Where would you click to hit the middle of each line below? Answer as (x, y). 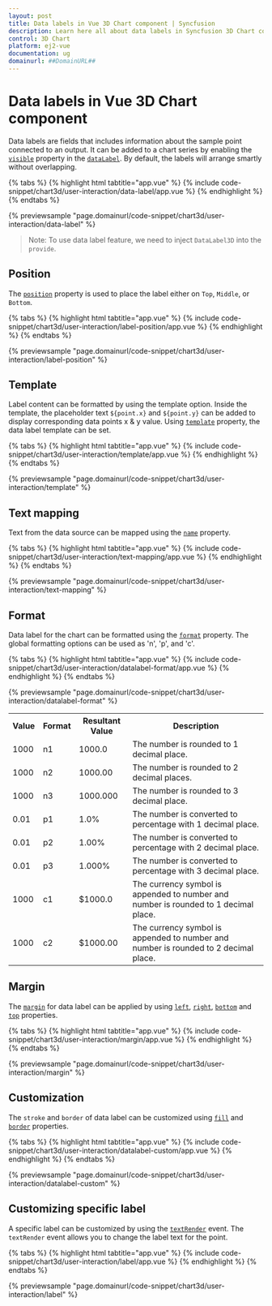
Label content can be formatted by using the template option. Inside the (128, 404)
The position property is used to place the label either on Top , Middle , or (129, 294)
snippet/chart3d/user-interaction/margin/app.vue (91, 1039)
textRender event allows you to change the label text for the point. (118, 1237)
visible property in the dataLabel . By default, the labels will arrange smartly (135, 158)
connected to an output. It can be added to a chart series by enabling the (130, 149)
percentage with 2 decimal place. (195, 848)
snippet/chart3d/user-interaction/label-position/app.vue (102, 326)
